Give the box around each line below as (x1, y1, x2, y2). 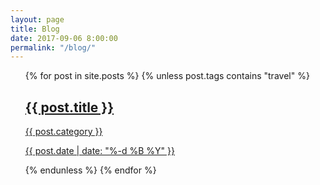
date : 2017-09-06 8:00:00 (10, 33, 118, 43)
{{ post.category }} (24, 126, 103, 138)
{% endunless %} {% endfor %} (24, 164, 157, 176)
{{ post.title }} (24, 99, 115, 116)
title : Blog (10, 24, 60, 34)
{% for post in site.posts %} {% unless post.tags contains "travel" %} (24, 70, 310, 82)
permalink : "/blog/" (10, 42, 97, 53)
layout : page (10, 14, 65, 25)
